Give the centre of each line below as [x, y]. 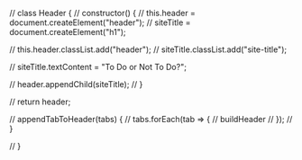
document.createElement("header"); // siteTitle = [100, 22]
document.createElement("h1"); [68, 32]
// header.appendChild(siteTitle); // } [76, 84]
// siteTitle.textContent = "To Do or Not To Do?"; [98, 67]
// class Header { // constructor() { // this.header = [103, 13]
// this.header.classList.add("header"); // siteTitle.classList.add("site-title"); [148, 49]
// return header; [40, 102]
